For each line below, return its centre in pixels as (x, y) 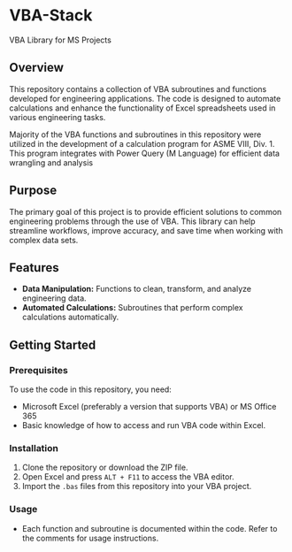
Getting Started (53, 345)
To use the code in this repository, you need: (91, 389)
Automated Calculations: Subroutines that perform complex (132, 308)
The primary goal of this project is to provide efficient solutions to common (146, 211)
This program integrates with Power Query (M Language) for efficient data (145, 153)
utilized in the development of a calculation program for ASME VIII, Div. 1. (142, 143)
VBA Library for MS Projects (61, 40)
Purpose (33, 191)
